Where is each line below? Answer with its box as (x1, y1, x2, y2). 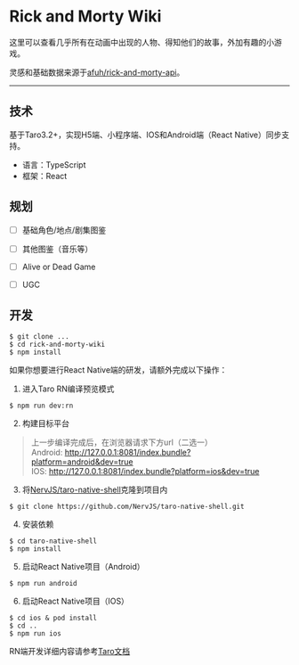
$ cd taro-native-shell (9, 537, 98, 546)
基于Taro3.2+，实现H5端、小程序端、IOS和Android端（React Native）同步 (9, 129, 282, 140)
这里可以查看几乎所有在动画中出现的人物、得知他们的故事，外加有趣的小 (9, 37, 274, 47)
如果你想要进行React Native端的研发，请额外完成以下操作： (9, 364, 228, 375)
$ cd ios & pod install (9, 613, 98, 622)
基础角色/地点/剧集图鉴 (21, 225, 107, 235)
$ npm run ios (9, 628, 62, 638)
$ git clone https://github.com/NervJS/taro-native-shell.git (9, 502, 245, 511)
